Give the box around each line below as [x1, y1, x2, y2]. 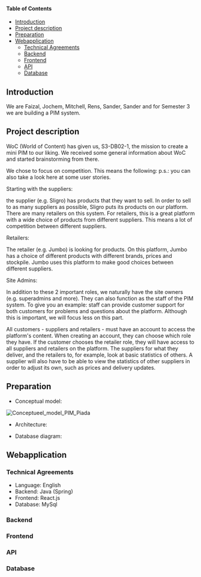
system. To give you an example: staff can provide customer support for [6, 301, 185, 308]
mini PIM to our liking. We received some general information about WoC [6, 149, 186, 156]
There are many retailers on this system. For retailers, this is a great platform [6, 210, 195, 217]
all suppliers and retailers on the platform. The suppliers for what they [6, 345, 179, 352]
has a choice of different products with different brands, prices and [6, 252, 172, 259]
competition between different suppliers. [6, 222, 107, 229]
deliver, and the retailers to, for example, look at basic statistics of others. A [6, 351, 193, 358]
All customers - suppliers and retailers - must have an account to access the [6, 325, 195, 332]
